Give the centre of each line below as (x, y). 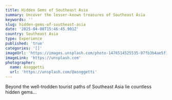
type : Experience (24, 39)
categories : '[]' (24, 48)
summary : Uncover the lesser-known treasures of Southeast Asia (75, 15)
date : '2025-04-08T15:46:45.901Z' (42, 29)
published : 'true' (25, 44)
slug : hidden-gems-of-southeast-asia (46, 24)
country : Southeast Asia (32, 34)
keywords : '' (19, 19)
